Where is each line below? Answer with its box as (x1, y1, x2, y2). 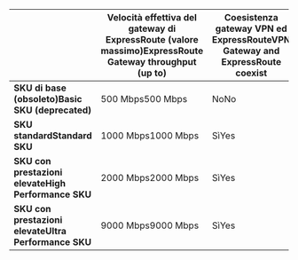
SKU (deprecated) (13, 104, 92, 116)
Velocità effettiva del (106, 12, 198, 23)
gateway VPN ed (215, 22, 288, 35)
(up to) (137, 67, 167, 79)
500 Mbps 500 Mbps (100, 93, 188, 105)
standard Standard (13, 130, 92, 141)
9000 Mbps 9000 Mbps (100, 219, 200, 232)
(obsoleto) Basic (13, 93, 82, 105)
